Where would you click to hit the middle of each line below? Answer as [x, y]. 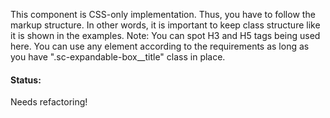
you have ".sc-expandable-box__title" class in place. [118, 57]
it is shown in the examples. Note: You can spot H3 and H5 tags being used [165, 35]
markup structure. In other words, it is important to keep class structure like [165, 25]
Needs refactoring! [49, 102]
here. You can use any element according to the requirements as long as [160, 46]
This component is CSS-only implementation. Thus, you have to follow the [163, 14]
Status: [26, 80]
